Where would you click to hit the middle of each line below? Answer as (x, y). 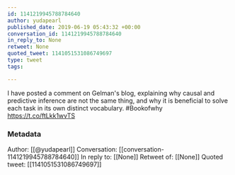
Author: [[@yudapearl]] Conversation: (63, 149)
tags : (15, 67)
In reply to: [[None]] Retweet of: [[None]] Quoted (152, 157)
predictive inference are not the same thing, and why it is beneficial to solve (118, 101)
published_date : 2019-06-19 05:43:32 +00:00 (74, 27)
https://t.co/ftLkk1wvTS (41, 115)
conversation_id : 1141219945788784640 (64, 34)
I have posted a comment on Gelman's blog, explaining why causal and (111, 93)
